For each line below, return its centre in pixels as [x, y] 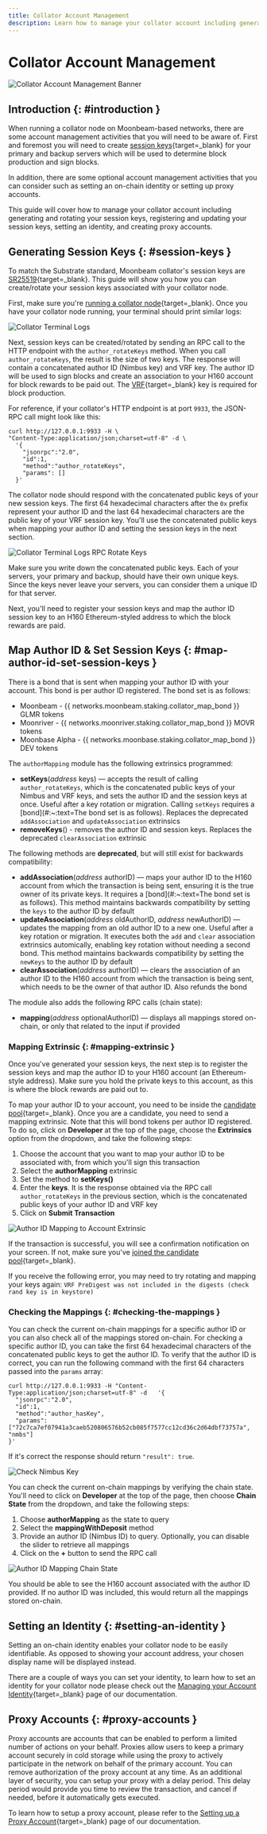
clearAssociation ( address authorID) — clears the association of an [130, 969]
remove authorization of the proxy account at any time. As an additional [125, 1772]
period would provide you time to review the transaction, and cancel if [123, 1790]
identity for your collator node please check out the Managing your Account [132, 1686]
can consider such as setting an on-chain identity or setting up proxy [121, 186]
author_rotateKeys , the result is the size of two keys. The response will [124, 359]
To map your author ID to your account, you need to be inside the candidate [132, 1105]
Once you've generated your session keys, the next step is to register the [128, 1064]
